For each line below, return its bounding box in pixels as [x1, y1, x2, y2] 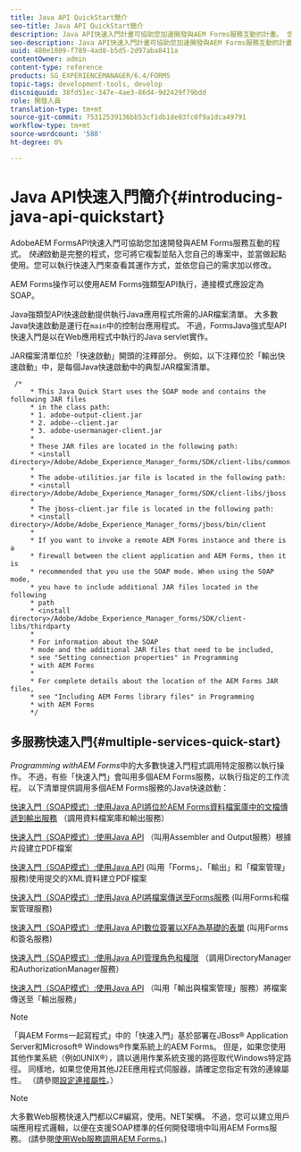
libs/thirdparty [10, 622, 71, 631]
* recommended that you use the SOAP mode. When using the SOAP [29, 567, 275, 576]
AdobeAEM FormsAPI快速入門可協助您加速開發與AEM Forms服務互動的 [10, 237, 273, 248]
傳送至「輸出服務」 [10, 994, 81, 1004]
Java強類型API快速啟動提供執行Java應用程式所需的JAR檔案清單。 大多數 [10, 309, 279, 319]
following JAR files [10, 394, 88, 403]
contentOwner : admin [10, 55, 88, 64]
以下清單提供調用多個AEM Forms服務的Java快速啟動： [27, 782, 230, 792]
